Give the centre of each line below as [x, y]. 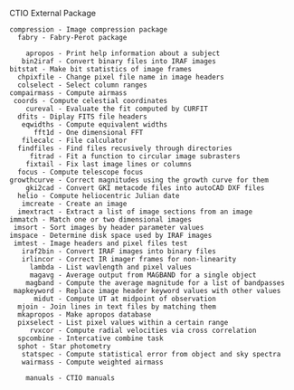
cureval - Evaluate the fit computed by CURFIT [117, 109]
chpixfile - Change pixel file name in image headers [121, 77]
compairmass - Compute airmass [68, 93]
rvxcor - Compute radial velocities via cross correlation [143, 330]
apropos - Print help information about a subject [123, 53]
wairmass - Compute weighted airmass [93, 362]
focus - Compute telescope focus [81, 172]
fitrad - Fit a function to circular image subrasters [135, 157]
